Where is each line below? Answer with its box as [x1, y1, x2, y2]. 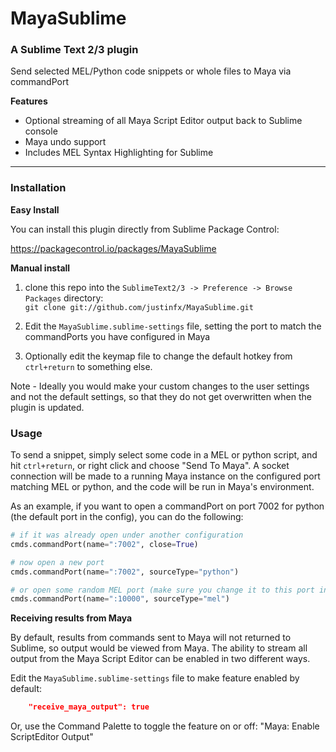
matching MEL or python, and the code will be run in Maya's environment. [10, 481, 315, 493]
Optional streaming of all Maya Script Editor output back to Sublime [24, 115, 303, 127]
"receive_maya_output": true [28, 702, 150, 712]
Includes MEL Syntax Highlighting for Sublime [24, 147, 214, 159]
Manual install [10, 262, 71, 274]
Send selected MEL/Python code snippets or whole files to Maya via [10, 65, 292, 77]
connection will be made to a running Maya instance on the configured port [10, 470, 321, 482]
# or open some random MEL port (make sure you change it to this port [10, 585, 315, 595]
